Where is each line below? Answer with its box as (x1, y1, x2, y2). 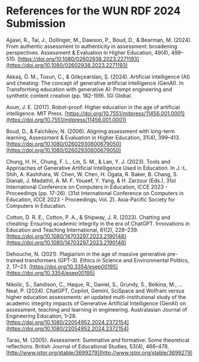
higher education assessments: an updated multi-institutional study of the (6, 293, 187, 300)
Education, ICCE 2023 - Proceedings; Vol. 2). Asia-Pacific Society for (6, 196, 176, 203)
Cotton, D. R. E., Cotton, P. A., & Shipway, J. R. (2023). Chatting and (6, 214, 171, 221)
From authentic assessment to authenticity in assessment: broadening (6, 43, 178, 50)
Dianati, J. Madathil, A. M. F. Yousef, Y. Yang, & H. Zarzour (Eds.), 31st (6, 177, 176, 184)
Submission (6, 17, 66, 30)
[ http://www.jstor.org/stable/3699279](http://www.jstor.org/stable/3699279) (6, 349, 193, 356)
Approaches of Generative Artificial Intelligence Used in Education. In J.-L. (6, 164, 188, 172)
